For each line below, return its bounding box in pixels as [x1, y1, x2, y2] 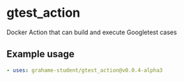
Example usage [6, 48, 75, 60]
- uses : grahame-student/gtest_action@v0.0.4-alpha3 [6, 66, 163, 74]
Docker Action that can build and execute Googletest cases [6, 28, 177, 36]
